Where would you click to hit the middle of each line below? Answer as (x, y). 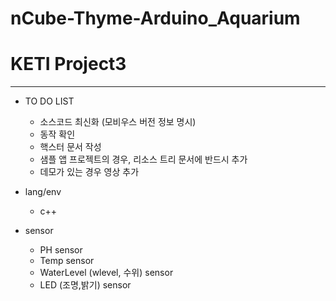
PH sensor (61, 250)
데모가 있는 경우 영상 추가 (89, 172)
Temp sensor (67, 261)
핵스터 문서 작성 (70, 147)
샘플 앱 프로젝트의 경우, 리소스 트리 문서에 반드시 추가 (143, 159)
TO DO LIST (49, 101)
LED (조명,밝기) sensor (85, 285)
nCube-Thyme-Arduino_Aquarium (155, 18)
